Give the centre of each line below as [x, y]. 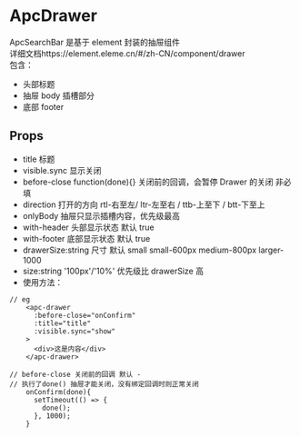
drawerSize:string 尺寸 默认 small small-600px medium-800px [140, 250]
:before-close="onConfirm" [85, 315]
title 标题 [39, 159]
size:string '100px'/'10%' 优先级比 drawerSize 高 [113, 271]
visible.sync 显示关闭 [62, 170]
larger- [271, 250]
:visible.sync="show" [75, 331]
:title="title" [62, 323]
